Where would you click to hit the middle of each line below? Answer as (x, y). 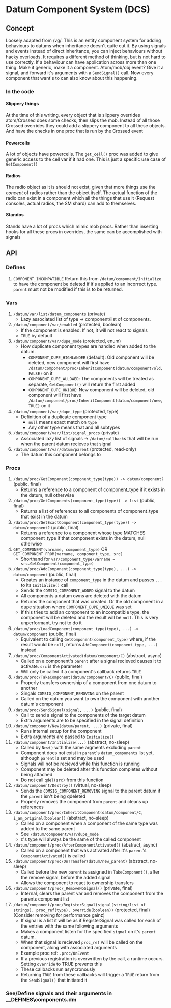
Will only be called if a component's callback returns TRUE (81, 672)
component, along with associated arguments (69, 948)
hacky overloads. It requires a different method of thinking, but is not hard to (86, 57)
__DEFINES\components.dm (41, 999)
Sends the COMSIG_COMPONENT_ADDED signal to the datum (78, 591)
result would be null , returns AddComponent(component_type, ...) (89, 645)
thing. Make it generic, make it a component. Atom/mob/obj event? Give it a (85, 67)
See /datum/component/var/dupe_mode (60, 834)
